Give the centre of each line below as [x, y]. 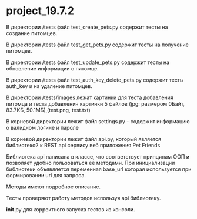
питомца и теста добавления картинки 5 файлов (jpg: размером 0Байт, [96, 103]
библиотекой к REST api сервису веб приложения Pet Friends [83, 145]
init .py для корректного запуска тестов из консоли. [71, 209]
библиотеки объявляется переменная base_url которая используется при [99, 169]
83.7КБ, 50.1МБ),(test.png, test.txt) [49, 110]
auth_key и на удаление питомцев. [49, 86]
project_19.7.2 [40, 11]
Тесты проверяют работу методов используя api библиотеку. [84, 198]
